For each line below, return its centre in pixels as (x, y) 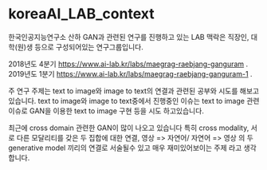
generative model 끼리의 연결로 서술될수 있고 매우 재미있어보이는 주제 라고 (125, 148)
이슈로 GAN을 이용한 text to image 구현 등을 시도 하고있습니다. (106, 111)
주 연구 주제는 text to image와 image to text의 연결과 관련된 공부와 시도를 (123, 91)
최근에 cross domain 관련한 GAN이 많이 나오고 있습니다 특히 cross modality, (129, 128)
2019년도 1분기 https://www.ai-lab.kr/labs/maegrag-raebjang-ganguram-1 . (130, 73)
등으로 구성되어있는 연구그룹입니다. (89, 47)
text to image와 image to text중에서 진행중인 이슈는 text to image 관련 (149, 101)
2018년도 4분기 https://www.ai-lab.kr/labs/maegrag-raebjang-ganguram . (128, 64)
